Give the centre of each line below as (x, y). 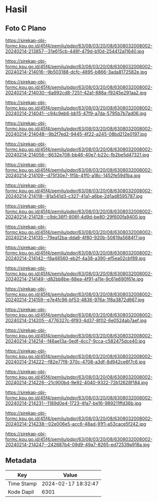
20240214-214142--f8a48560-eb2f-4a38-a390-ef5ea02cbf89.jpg (75, 258)
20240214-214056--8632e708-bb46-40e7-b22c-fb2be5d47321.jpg (77, 155)
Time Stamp (22, 484)
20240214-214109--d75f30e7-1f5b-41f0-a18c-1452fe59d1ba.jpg (73, 175)
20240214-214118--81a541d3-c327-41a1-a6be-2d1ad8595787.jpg (74, 196)
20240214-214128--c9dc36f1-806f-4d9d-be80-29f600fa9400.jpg (75, 217)
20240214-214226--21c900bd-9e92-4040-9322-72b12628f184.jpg (77, 382)
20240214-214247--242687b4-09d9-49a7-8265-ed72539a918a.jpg (77, 445)
